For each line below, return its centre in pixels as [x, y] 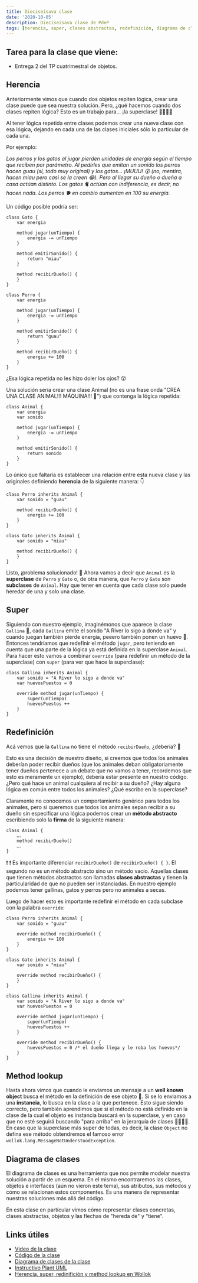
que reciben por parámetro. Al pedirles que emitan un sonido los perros [93, 165]
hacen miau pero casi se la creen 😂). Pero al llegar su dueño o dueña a [94, 177]
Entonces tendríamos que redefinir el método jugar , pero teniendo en [90, 643]
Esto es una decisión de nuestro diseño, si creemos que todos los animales [97, 758]
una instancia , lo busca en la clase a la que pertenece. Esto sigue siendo [95, 1103]
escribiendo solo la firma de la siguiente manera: [66, 820]
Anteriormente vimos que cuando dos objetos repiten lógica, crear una [92, 99]
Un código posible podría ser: [42, 206]
